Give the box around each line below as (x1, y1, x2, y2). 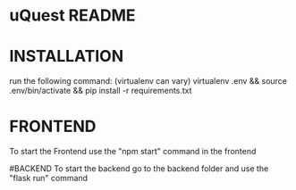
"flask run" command (9, 173, 88, 184)
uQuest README (9, 5, 136, 26)
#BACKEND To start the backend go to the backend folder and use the (9, 163, 269, 174)
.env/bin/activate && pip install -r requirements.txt (9, 86, 192, 96)
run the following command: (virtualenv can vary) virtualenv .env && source (9, 76, 288, 87)
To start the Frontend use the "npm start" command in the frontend (9, 146, 257, 157)
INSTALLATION (9, 46, 123, 67)
